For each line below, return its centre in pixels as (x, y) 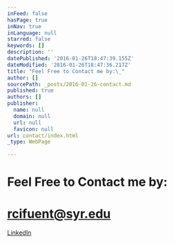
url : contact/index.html (43, 135)
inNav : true (24, 26)
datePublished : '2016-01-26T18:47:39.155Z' (71, 59)
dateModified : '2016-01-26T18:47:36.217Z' (69, 65)
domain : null (32, 116)
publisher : (23, 104)
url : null (27, 123)
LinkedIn (19, 233)
